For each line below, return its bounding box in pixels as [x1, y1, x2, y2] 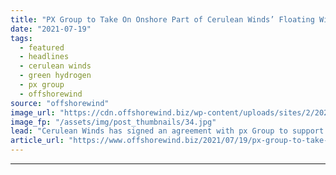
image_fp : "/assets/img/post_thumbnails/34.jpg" [10, 117, 217, 127]
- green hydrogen [19, 71, 92, 81]
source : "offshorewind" [10, 98, 110, 108]
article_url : [10, 136, 65, 146]
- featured [19, 42, 65, 53]
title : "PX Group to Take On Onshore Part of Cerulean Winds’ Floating [10, 14, 315, 25]
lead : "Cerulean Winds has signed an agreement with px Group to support [10, 126, 325, 136]
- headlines [19, 52, 70, 62]
